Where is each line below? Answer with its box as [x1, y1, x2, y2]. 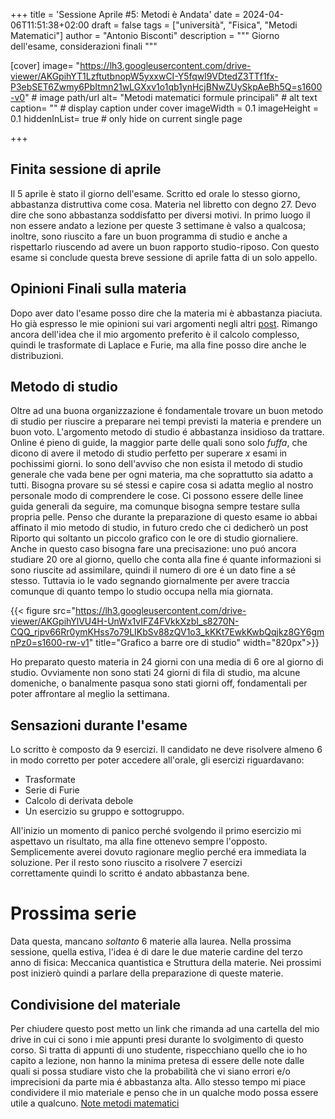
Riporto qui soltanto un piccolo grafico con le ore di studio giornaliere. [10, 532, 299, 544]
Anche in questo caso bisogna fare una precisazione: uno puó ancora [10, 543, 297, 555]
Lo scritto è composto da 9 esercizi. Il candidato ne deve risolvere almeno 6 [10, 744, 323, 756]
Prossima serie [10, 902, 137, 925]
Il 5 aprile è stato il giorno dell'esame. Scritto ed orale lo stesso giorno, [10, 187, 301, 199]
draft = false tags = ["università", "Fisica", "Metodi [91, 19, 298, 31]
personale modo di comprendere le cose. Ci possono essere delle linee [10, 490, 304, 502]
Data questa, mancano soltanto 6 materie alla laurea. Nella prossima [10, 935, 292, 948]
